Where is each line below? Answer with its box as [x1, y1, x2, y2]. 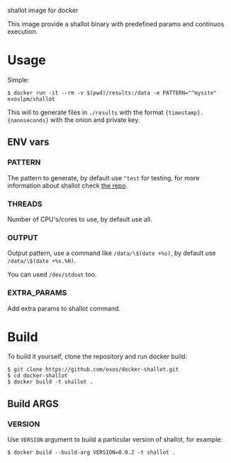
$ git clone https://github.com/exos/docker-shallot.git [7, 366, 179, 374]
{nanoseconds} [7, 116, 50, 124]
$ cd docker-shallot [7, 372, 69, 379]
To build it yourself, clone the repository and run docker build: [7, 352, 188, 361]
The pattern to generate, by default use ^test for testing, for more [7, 173, 200, 182]
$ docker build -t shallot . [7, 378, 94, 386]
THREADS [7, 199, 43, 209]
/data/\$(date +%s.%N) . [7, 256, 77, 265]
